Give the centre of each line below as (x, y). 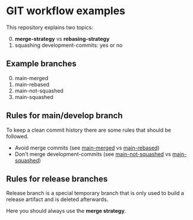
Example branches (42, 64)
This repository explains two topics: (50, 27)
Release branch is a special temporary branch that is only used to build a (95, 193)
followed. (18, 136)
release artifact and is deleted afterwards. (57, 199)
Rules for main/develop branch (64, 116)
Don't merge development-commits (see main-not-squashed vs (93, 154)
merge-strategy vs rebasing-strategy (62, 39)
